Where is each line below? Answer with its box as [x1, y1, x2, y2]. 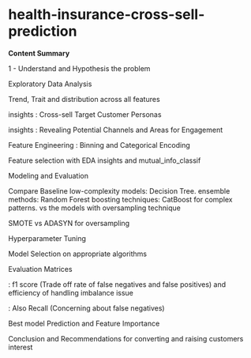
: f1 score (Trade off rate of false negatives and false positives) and [8, 279, 227, 289]
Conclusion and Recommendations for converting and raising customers [8, 334, 244, 343]
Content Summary [8, 48, 70, 58]
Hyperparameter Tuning [8, 233, 87, 243]
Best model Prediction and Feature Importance [8, 318, 160, 328]
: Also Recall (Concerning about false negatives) [8, 303, 165, 313]
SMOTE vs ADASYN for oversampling [8, 218, 130, 228]
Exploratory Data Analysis [8, 79, 92, 89]
